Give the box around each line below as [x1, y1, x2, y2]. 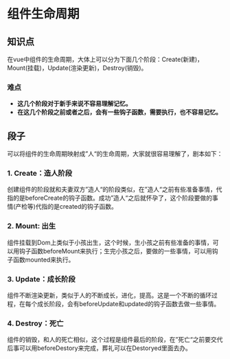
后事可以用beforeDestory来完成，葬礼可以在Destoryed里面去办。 [7, 344, 192, 352]
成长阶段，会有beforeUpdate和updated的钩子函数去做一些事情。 [36, 300, 220, 308]
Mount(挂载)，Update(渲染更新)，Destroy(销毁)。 [7, 64, 148, 72]
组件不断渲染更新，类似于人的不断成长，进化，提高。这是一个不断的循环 [7, 291, 211, 299]
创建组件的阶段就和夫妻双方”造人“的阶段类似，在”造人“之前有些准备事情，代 [7, 185, 222, 194]
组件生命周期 [7, 6, 80, 22]
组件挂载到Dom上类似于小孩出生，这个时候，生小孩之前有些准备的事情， [7, 238, 213, 246]
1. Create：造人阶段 [7, 169, 73, 178]
